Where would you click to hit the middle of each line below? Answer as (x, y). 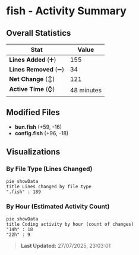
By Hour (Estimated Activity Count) (58, 207)
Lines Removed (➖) (37, 69)
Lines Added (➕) (33, 60)
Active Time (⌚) (32, 89)
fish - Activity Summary (66, 11)
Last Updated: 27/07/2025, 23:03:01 (66, 245)
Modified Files (33, 112)
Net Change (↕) (32, 79)
